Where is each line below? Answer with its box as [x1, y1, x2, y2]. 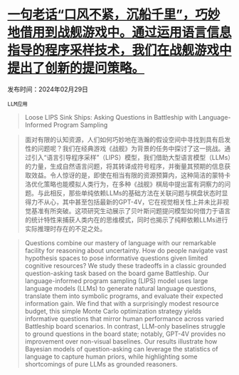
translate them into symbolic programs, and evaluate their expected [24, 292, 223, 300]
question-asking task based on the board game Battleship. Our [24, 269, 210, 277]
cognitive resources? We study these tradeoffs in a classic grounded [24, 261, 226, 269]
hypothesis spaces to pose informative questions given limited [24, 254, 208, 262]
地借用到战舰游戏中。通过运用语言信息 [7, 24, 233, 41]
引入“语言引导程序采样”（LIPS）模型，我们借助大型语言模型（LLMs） [31, 153, 231, 161]
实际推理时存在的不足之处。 [24, 224, 107, 232]
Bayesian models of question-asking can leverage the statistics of [24, 344, 218, 353]
